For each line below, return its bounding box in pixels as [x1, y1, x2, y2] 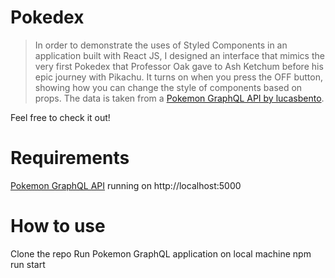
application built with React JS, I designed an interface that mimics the [34, 49, 325, 61]
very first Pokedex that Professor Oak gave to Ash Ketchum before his [34, 60, 324, 72]
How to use [10, 215, 106, 238]
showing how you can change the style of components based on [34, 81, 303, 93]
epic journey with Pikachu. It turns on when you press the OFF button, [34, 71, 323, 83]
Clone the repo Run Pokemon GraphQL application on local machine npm [10, 247, 312, 260]
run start [10, 258, 46, 270]
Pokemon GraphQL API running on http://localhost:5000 [10, 179, 242, 191]
